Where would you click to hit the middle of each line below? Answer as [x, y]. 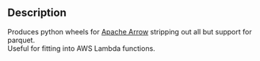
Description [37, 13]
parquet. [21, 40]
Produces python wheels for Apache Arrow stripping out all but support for [130, 31]
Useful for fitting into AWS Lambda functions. [81, 48]
